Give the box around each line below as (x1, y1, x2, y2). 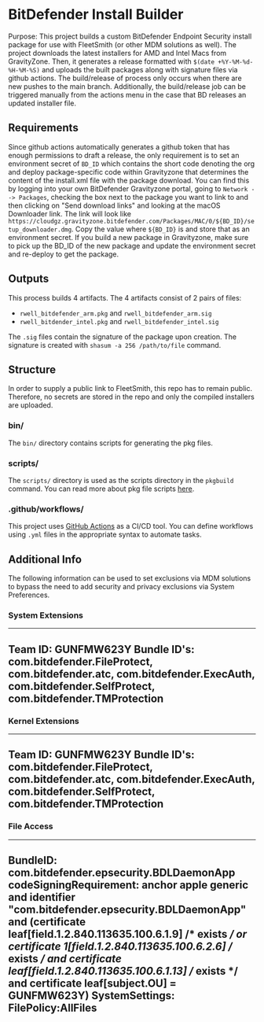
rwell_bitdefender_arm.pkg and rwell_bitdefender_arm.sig (19, 308, 212, 318)
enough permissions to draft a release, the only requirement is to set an (8, 150, 240, 160)
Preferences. (8, 590, 50, 600)
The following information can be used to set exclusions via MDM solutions (8, 574, 251, 583)
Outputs (8, 272, 49, 286)
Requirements (8, 121, 79, 135)
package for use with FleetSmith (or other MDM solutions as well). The (8, 39, 237, 49)
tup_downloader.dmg (8, 226, 72, 234)
